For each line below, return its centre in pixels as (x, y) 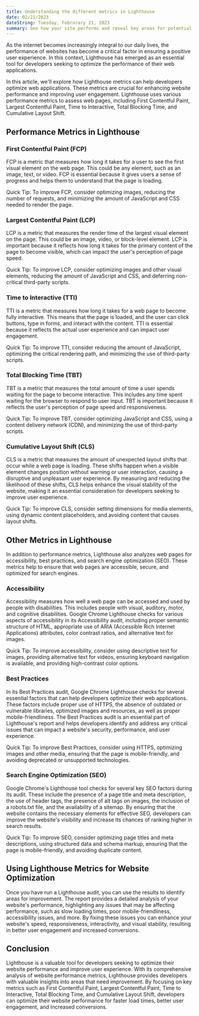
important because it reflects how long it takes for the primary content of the (99, 246)
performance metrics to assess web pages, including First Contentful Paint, (98, 101)
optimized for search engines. (43, 573)
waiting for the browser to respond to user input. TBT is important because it (99, 400)
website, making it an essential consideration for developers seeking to (93, 491)
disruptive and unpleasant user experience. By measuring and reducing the (98, 479)
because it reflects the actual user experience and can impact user (88, 329)
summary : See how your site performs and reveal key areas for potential (99, 28)
